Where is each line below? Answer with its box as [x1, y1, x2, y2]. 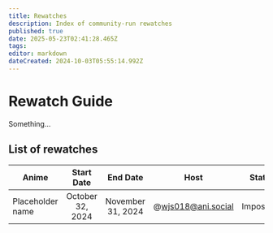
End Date [107, 171, 144, 183]
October [66, 190, 97, 201]
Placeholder [12, 196, 58, 207]
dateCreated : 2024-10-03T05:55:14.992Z [8, 58, 144, 66]
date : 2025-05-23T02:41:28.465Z [8, 34, 118, 43]
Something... [8, 119, 51, 128]
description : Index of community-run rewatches [8, 19, 173, 28]
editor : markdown [8, 50, 67, 58]
